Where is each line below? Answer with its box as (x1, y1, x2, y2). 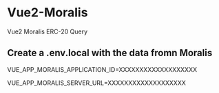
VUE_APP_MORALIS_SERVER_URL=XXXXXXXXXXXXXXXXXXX (7, 79, 186, 87)
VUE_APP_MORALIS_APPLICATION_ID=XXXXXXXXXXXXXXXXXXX (7, 65, 198, 73)
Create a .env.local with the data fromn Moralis (7, 47, 213, 59)
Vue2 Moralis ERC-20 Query (7, 27, 88, 36)
